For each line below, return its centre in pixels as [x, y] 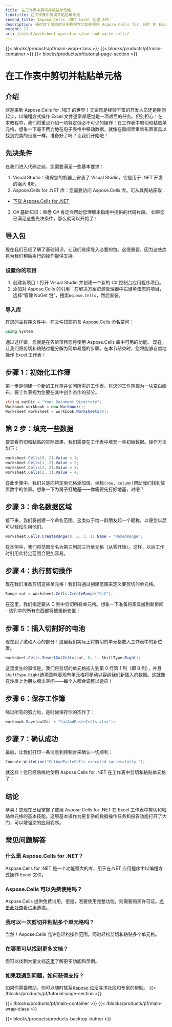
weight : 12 [17, 29]
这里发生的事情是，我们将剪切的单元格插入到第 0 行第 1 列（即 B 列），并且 [84, 668]
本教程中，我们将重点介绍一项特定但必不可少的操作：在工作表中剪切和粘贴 [84, 123]
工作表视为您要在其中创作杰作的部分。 [59, 392]
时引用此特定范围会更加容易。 [37, 553]
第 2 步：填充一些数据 [39, 428]
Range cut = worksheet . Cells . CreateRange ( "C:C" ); [59, 594]
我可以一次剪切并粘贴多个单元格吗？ [50, 922]
